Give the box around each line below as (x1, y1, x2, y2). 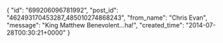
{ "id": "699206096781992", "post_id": (6, 6, 119, 14)
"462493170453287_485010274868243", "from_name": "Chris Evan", (6, 13, 208, 22)
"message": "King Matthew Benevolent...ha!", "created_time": (6, 21, 184, 29)
